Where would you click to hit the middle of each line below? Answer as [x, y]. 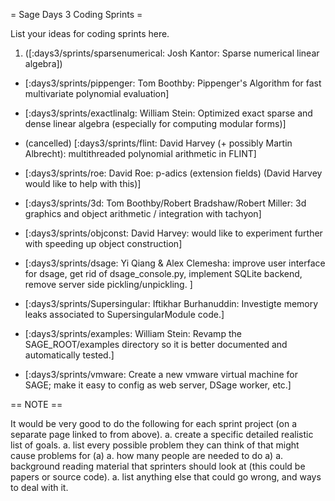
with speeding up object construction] [103, 243]
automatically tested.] [69, 355]
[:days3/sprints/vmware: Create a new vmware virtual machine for [161, 374]
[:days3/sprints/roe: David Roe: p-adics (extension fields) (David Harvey [173, 173]
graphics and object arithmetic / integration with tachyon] [143, 213]
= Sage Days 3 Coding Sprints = [76, 14]
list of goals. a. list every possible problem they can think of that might [155, 445]
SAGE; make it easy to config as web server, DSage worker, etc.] [158, 385]
